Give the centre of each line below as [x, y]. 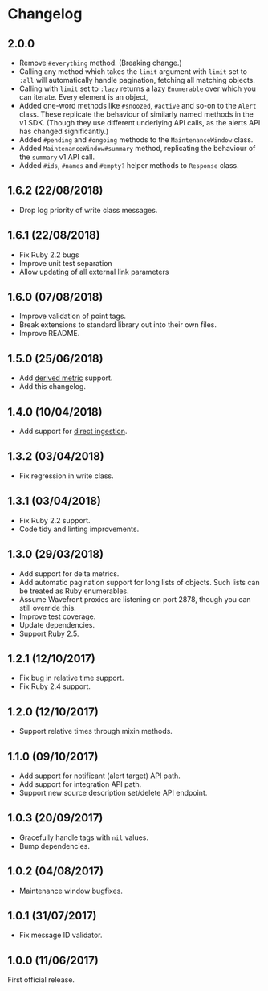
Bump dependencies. [54, 846]
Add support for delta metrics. [69, 573]
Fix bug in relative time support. [71, 678]
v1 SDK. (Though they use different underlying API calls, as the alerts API [140, 123]
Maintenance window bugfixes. [71, 891]
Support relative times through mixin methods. [96, 731]
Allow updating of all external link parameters [94, 272]
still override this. [48, 608]
